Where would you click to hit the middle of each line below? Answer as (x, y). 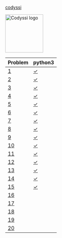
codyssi (13, 7)
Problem (18, 62)
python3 (44, 62)
